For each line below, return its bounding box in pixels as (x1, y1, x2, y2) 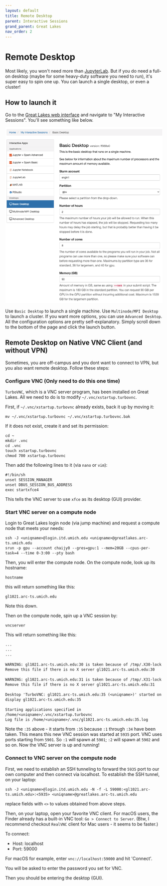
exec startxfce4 (5, 487, 39, 493)
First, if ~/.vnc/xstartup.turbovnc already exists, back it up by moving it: (5, 404, 155, 410)
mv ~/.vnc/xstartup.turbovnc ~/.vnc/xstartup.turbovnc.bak (5, 414, 131, 419)
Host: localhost (12, 840, 44, 846)
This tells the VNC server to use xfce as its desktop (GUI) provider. (5, 496, 142, 502)
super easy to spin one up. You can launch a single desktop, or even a (5, 79, 150, 85)
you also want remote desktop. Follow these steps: (5, 365, 110, 371)
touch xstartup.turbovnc (5, 448, 57, 453)
